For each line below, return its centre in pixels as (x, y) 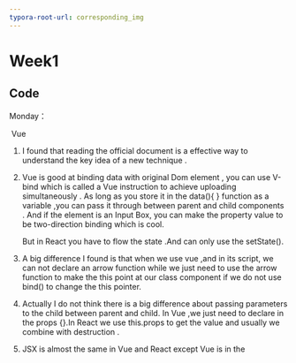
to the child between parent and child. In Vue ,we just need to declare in (153, 313)
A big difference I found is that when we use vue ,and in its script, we (148, 258)
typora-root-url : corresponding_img (76, 17)
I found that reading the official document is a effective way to (135, 150)
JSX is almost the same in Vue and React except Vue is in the (133, 349)
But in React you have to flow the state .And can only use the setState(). (153, 241)
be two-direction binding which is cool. (93, 224)
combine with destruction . (71, 331)
